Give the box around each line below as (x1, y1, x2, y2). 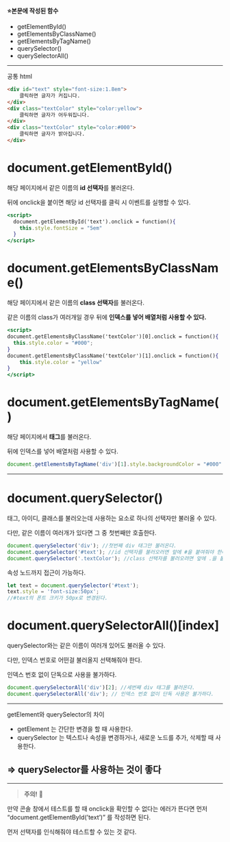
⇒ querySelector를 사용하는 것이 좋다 (7, 764, 162, 775)
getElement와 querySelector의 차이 (7, 710, 105, 719)
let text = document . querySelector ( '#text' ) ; (7, 582, 139, 589)
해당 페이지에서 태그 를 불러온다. (7, 433, 92, 441)
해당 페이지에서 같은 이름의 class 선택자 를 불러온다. (7, 298, 145, 307)
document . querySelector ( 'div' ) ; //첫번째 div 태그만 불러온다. (7, 542, 177, 549)
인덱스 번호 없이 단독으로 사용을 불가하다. (7, 671, 117, 679)
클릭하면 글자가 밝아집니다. (19, 130, 86, 138)
